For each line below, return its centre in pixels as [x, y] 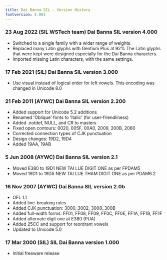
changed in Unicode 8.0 [37, 88]
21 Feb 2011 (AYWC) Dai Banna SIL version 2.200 [65, 101]
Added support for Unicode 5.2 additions [54, 112]
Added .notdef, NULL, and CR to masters [54, 123]
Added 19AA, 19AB [32, 144]
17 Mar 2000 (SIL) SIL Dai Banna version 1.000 [62, 242]
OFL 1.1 [19, 197]
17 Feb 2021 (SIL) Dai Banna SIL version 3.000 [62, 72]
